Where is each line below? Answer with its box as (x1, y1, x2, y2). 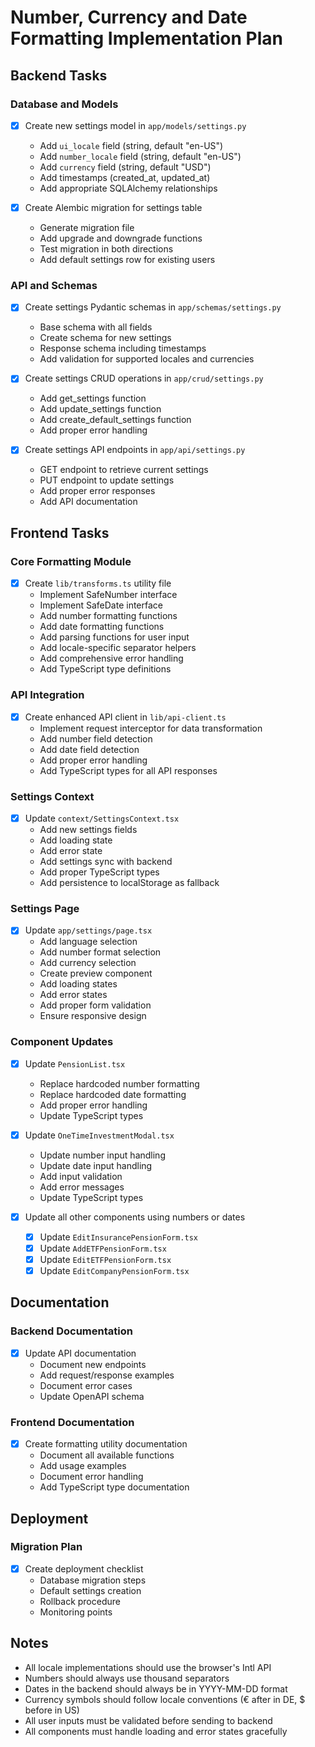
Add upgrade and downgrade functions (39, 232, 203, 244)
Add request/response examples (39, 1369, 175, 1381)
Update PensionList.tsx (24, 1057, 126, 1070)
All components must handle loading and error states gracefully (24, 1725, 288, 1737)
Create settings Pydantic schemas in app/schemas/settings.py (24, 301, 282, 313)
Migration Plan (10, 1540, 83, 1554)
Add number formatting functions (39, 610, 178, 622)
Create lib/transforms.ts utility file (24, 577, 172, 590)
